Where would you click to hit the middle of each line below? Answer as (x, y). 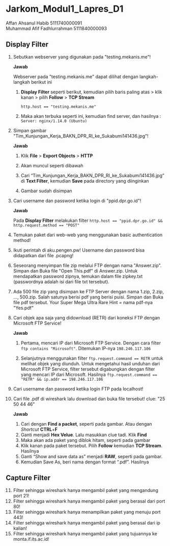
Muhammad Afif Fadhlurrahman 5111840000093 (56, 28)
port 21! (21, 495)
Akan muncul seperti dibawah (52, 165)
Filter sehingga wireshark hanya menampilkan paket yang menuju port (87, 512)
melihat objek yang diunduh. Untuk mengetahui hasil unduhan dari (90, 363)
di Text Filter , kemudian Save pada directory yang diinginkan (85, 181)
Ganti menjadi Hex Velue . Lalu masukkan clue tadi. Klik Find (84, 435)
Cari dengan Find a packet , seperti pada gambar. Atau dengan (86, 424)
